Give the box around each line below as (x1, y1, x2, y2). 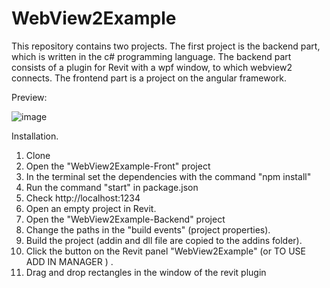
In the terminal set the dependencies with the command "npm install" (25, 170, 312, 182)
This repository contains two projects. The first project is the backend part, (11, 40, 321, 52)
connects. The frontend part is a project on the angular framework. (11, 72, 288, 84)
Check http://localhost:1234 (25, 192, 141, 204)
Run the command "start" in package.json (25, 181, 199, 193)
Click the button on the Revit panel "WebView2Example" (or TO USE (25, 245, 306, 257)
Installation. (11, 130, 59, 142)
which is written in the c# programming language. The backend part (11, 50, 292, 62)
